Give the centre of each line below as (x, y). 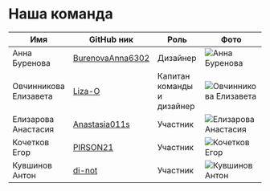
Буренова (31, 63)
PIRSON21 (93, 147)
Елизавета (33, 95)
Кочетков (31, 142)
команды (175, 86)
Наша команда (61, 14)
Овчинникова (39, 86)
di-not (85, 170)
